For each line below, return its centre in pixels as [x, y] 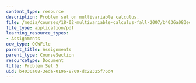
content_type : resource [35, 11]
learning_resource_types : [37, 33]
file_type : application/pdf [40, 28]
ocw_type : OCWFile [28, 44]
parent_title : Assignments [39, 50]
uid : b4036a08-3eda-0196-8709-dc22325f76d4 [60, 71]
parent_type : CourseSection [40, 55]
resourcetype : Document [35, 60]
